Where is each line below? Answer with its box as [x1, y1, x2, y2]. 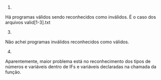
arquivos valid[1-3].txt [5, 20, 51, 25]
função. [5, 69, 22, 75]
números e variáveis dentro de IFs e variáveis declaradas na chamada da [5, 64, 157, 69]
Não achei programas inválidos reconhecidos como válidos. [5, 39, 129, 45]
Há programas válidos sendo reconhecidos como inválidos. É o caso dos [5, 14, 156, 20]
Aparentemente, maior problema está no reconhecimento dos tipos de [5, 58, 151, 64]
